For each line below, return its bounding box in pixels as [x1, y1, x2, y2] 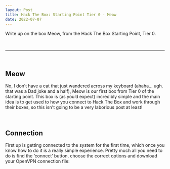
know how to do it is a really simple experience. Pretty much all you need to [5, 147, 163, 153]
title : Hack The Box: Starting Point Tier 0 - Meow [5, 12, 116, 17]
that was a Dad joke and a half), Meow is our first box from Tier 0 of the [5, 88, 154, 94]
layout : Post [5, 7, 33, 13]
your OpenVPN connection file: [5, 158, 70, 164]
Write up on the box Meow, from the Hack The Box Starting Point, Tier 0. [5, 31, 156, 37]
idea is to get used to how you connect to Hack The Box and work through [5, 99, 160, 105]
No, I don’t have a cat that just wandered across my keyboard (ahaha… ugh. [5, 83, 163, 89]
